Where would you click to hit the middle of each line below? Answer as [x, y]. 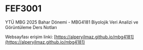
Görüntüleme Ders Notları [31, 27]
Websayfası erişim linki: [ [30, 37]
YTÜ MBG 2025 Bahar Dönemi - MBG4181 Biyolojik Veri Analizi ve [72, 22]
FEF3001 [23, 9]
